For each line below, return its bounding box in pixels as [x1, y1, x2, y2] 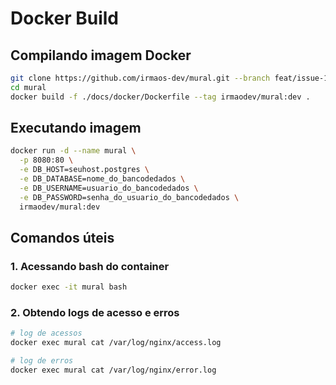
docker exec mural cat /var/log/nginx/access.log [10, 338, 222, 348]
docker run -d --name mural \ [10, 146, 137, 156]
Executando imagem [10, 120, 142, 137]
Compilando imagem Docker [10, 47, 192, 64]
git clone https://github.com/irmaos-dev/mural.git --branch [10, 73, 271, 83]
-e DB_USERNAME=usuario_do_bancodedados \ [19, 183, 199, 193]
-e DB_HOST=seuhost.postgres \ [19, 165, 150, 175]
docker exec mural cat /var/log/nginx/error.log [10, 365, 217, 376]
